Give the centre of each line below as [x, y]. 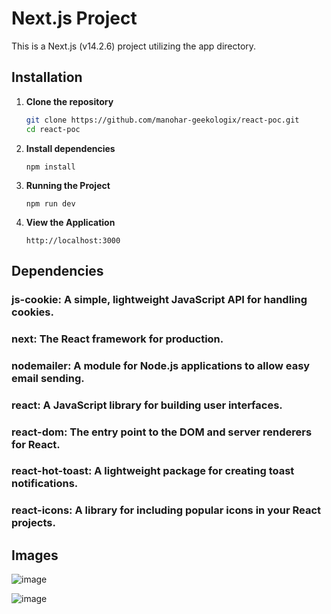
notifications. [45, 484]
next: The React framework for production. [117, 339]
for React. [36, 444]
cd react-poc [53, 129]
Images [35, 555]
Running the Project [68, 185]
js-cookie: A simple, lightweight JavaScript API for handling [159, 299]
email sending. [48, 378]
